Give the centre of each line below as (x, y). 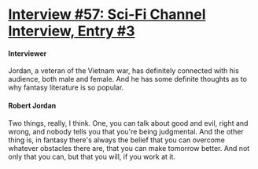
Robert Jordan (32, 105)
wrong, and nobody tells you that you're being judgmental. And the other (126, 131)
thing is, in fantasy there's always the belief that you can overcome (117, 140)
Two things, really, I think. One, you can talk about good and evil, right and (128, 123)
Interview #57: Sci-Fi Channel (107, 15)
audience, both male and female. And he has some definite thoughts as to (128, 79)
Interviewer (28, 53)
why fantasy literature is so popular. (66, 87)
